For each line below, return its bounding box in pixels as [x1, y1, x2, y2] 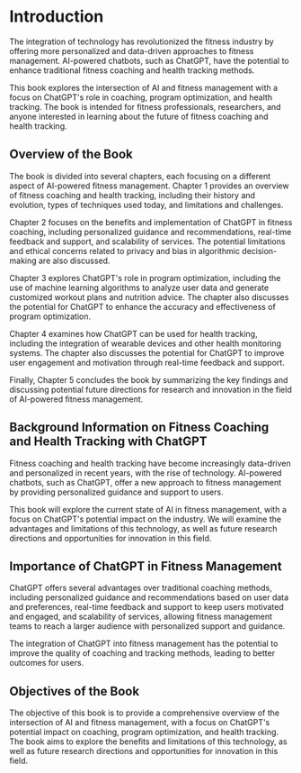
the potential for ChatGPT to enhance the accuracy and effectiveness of [9, 301, 276, 312]
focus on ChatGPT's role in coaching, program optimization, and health [9, 92, 272, 103]
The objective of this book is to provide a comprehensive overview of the [9, 707, 280, 718]
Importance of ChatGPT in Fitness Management [9, 559, 282, 574]
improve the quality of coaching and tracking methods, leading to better [9, 648, 276, 659]
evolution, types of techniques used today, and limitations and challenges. [9, 199, 284, 210]
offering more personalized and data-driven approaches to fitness [9, 45, 254, 56]
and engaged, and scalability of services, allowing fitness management [9, 611, 272, 623]
